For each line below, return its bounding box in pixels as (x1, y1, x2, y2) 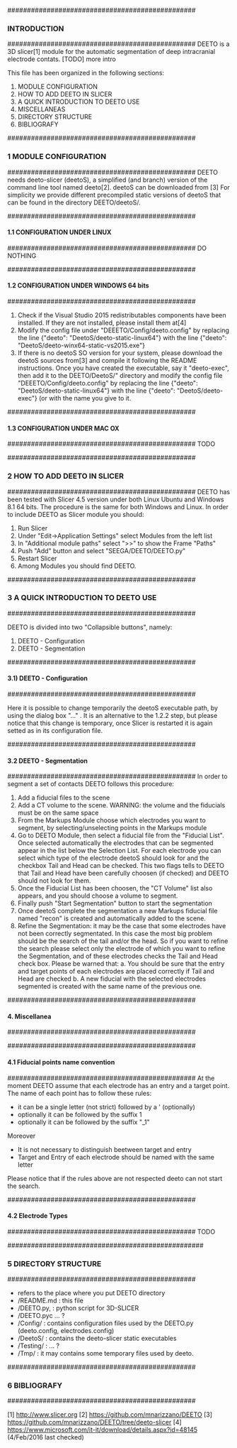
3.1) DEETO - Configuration (7, 674, 88, 682)
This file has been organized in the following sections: (7, 69, 165, 77)
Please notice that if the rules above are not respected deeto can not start (7, 1174, 223, 1182)
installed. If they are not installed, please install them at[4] (17, 319, 187, 327)
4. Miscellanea (7, 1012, 52, 1020)
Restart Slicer (17, 554, 57, 562)
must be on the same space (17, 809, 99, 817)
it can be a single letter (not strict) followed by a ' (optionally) (17, 1102, 196, 1111)
